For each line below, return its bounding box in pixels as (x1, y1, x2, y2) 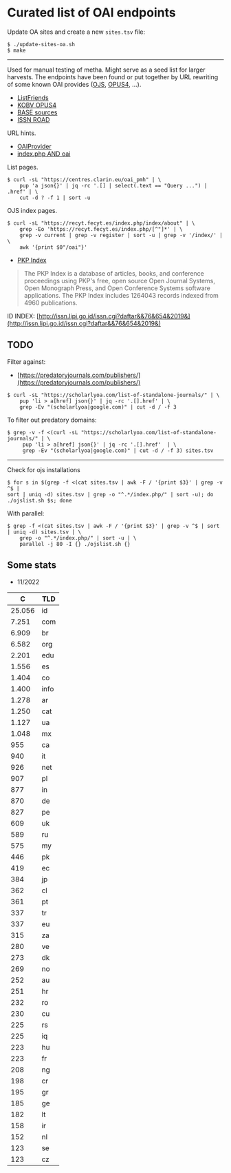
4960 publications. (23, 298, 78, 307)
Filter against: (7, 357, 46, 366)
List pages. (7, 163, 38, 171)
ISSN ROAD (16, 115, 50, 123)
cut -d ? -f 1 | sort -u (19, 194, 91, 201)
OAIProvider (16, 142, 52, 150)
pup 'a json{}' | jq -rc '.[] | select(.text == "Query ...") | (19, 182, 208, 189)
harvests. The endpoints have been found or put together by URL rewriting (7, 72, 219, 81)
